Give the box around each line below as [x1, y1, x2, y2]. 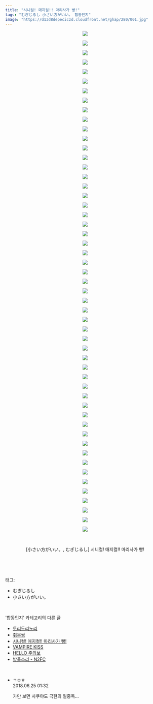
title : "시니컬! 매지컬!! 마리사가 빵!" [5, 7, 80, 13]
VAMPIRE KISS [12, 644, 44, 650]
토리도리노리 [12, 626, 38, 632]
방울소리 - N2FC [12, 656, 46, 662]
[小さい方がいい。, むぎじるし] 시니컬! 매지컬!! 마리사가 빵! [26, 546, 144, 553]
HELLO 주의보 [12, 650, 41, 656]
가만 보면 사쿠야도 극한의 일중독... [12, 693, 79, 699]
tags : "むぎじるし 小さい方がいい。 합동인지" [5, 12, 91, 17]
